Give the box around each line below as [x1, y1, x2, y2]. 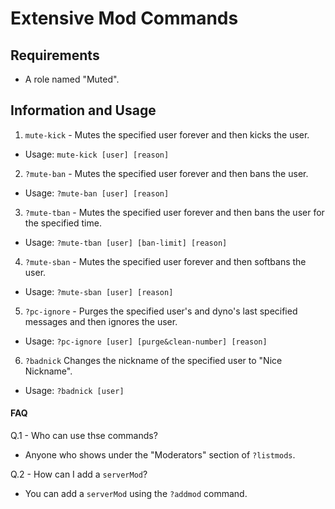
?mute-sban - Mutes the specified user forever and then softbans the [24, 255, 307, 267]
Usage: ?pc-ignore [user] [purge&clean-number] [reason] [24, 335, 268, 347]
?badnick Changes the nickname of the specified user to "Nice [24, 354, 283, 366]
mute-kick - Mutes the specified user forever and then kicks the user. [24, 128, 310, 141]
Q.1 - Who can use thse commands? [10, 430, 158, 442]
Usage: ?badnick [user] [24, 384, 125, 396]
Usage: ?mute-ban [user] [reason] [24, 187, 170, 199]
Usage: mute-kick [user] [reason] [24, 148, 170, 160]
